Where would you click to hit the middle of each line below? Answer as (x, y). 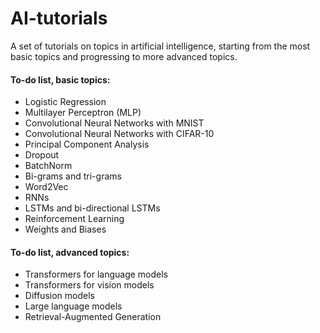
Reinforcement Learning (74, 219)
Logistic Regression (65, 102)
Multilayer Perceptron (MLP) (83, 113)
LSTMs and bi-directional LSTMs (92, 208)
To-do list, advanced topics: (70, 252)
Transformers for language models (96, 274)
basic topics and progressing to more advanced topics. (124, 56)
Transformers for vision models (89, 285)
